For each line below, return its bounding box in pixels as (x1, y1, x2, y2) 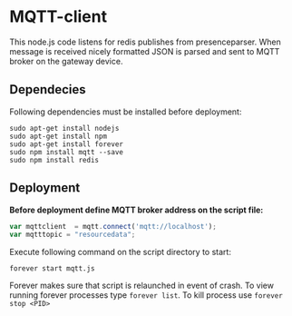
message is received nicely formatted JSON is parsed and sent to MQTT (9, 45, 280, 56)
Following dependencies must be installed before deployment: (9, 106, 242, 117)
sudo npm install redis (9, 155, 100, 164)
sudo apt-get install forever (9, 139, 124, 149)
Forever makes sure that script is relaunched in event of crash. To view (9, 280, 275, 291)
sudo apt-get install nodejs (9, 123, 120, 133)
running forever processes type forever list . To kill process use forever (9, 290, 283, 301)
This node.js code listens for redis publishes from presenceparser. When (9, 36, 281, 47)
